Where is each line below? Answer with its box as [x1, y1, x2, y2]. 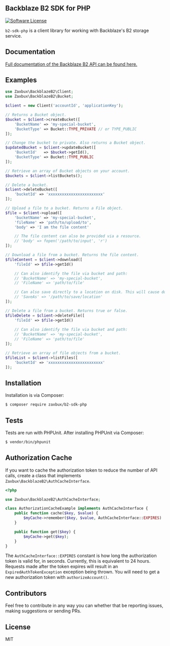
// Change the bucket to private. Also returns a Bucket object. [5, 140, 146, 145]
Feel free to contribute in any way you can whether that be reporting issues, [5, 602, 163, 609]
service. [5, 33, 22, 39]
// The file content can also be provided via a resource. [14, 234, 142, 239]
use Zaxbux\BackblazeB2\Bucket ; [5, 94, 73, 99]
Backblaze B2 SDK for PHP [5, 4, 91, 13]
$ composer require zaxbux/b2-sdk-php [5, 402, 87, 407]
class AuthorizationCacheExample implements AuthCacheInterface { [5, 506, 148, 511]
